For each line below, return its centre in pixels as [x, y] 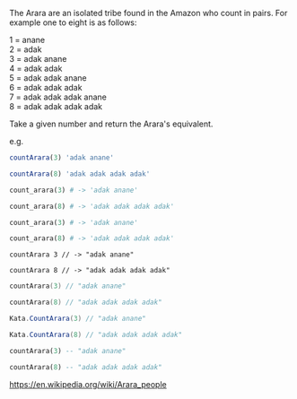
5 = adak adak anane [48, 78]
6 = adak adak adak [46, 87]
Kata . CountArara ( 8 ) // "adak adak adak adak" [96, 334]
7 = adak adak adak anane [58, 97]
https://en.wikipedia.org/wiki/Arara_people [88, 384]
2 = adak [26, 49]
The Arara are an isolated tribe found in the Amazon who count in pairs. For [148, 13]
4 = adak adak [36, 68]
